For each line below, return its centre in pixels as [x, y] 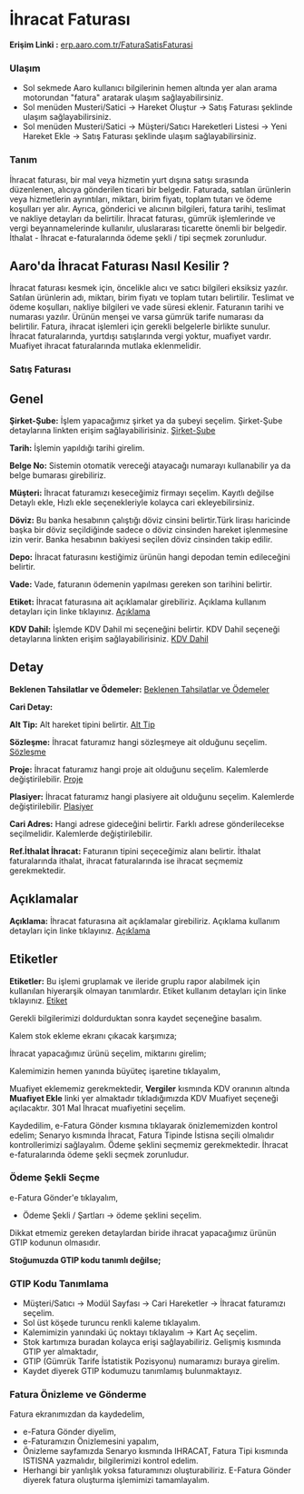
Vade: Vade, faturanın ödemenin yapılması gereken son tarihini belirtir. [141, 584]
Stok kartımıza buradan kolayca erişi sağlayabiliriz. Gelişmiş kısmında [152, 1342]
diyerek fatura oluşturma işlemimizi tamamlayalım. [116, 1480]
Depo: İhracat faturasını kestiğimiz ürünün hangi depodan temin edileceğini [150, 557]
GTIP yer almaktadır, [60, 1352]
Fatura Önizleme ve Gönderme [78, 1395]
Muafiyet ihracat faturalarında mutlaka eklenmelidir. [105, 346]
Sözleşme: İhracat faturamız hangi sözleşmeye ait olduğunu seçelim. [138, 742]
